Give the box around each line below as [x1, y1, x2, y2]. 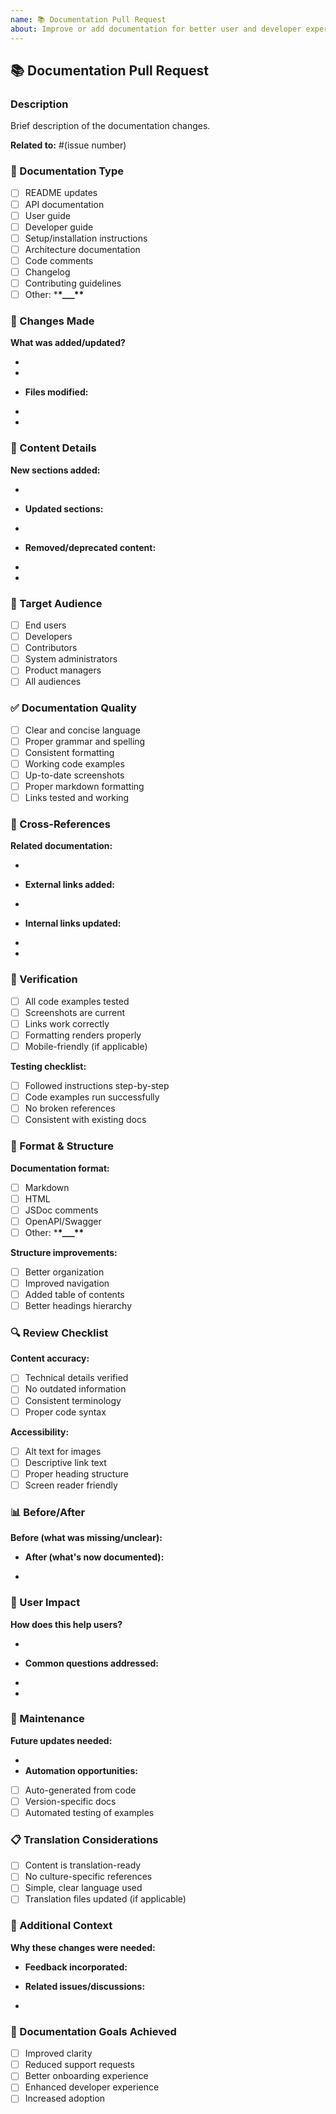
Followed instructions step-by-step [24, 1080, 170, 1092]
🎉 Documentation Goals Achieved [10, 2024, 177, 2038]
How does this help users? [10, 1618, 123, 1630]
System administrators [24, 653, 118, 665]
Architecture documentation [24, 243, 141, 255]
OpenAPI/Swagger [24, 1215, 102, 1227]
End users [24, 619, 67, 631]
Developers [24, 631, 73, 643]
